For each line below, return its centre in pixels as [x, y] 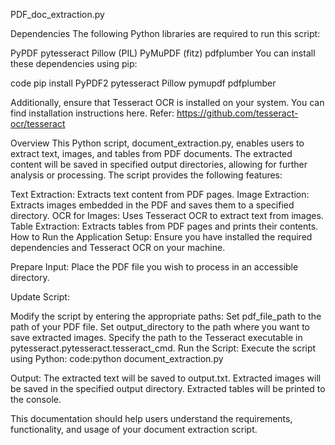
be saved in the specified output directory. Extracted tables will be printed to [168, 388]
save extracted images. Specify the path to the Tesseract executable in [156, 337]
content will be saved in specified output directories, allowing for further [159, 164]
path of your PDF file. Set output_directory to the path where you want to [160, 327]
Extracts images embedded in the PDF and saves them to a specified [152, 205]
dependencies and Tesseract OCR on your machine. [118, 247]
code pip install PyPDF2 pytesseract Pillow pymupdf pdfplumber [143, 83]
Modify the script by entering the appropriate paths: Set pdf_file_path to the [166, 316]
